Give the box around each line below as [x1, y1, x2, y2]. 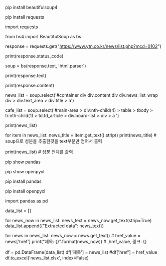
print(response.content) [5, 83, 54, 88]
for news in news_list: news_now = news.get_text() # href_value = [5, 233, 141, 238]
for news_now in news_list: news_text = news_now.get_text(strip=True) [5, 218, 152, 223]
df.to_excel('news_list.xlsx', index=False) [5, 255, 89, 261]
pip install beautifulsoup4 [5, 5, 58, 10]
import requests [5, 24, 39, 30]
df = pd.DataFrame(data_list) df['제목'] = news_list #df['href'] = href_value [5, 249, 157, 255]
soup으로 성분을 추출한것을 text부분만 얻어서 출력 [5, 138, 102, 144]
